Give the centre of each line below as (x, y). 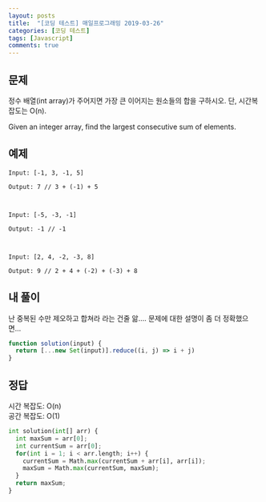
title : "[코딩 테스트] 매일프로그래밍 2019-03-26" (86, 23)
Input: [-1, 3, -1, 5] (46, 173)
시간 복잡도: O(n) (35, 406)
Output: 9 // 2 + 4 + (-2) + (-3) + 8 (73, 271)
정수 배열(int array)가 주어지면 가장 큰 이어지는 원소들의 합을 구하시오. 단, (123, 100)
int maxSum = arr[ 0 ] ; (52, 438)
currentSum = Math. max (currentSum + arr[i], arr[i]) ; (114, 461)
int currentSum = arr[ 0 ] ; (59, 446)
